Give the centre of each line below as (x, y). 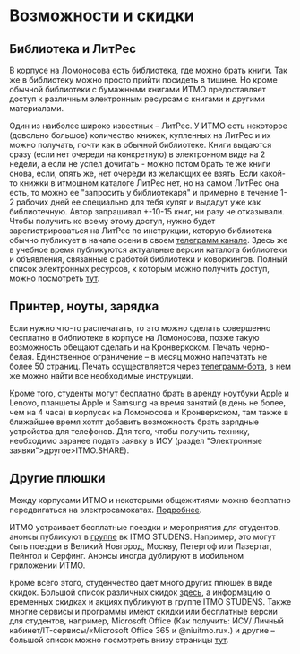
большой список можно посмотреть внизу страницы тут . (119, 640)
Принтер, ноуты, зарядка (84, 306)
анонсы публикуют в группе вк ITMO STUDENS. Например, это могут (142, 536)
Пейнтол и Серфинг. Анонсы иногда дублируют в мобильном (127, 555)
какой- (273, 173)
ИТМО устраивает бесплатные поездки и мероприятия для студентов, (145, 527)
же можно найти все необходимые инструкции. (102, 375)
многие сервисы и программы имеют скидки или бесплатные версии (143, 611)
